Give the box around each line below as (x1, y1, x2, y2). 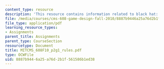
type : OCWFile (5, 52, 34, 57)
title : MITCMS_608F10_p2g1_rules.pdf (5, 48, 82, 52)
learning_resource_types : (5, 25, 58, 30)
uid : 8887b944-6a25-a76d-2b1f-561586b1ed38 (5, 57, 95, 62)
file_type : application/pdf (5, 20, 62, 26)
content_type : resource (5, 7, 54, 12)
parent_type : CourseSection (5, 39, 62, 44)
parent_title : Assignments (5, 34, 60, 39)
